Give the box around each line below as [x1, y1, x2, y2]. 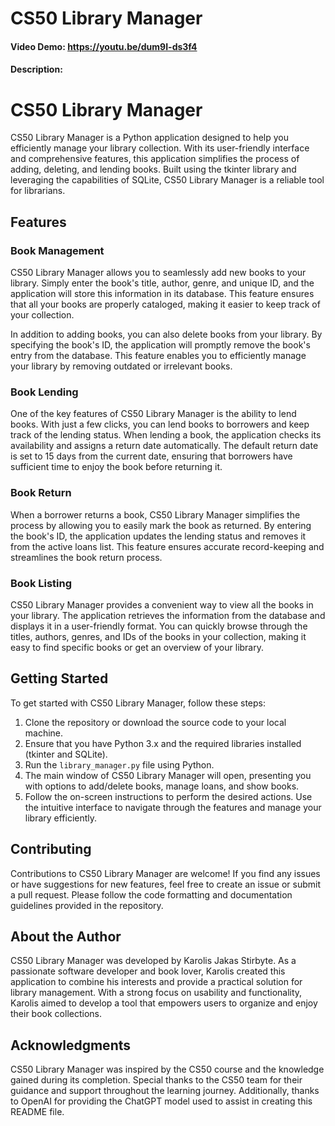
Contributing [10, 841, 92, 858]
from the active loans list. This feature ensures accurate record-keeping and [10, 540, 325, 552]
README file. [10, 1106, 65, 1118]
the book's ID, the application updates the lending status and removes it [10, 530, 307, 542]
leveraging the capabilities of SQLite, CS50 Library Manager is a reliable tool [10, 174, 325, 186]
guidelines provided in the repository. [10, 899, 164, 911]
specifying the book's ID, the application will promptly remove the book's [10, 339, 311, 351]
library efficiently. [24, 812, 98, 824]
